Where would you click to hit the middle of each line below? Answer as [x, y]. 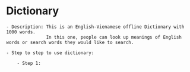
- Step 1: [29, 63]
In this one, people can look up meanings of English [114, 37]
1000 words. [21, 32]
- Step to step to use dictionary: [50, 53]
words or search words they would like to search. [70, 42]
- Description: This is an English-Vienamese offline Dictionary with [95, 27]
